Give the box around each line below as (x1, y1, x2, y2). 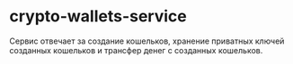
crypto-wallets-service (9, 6, 187, 27)
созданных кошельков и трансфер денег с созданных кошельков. (9, 44, 263, 55)
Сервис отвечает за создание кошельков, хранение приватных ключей (9, 36, 285, 46)
